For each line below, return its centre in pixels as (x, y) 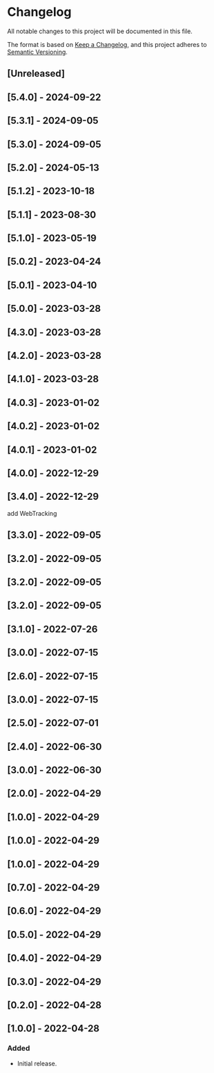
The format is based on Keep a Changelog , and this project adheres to (107, 44)
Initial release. (37, 1063)
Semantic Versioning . (37, 52)
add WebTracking (32, 513)
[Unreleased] (36, 74)
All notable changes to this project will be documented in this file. (100, 31)
